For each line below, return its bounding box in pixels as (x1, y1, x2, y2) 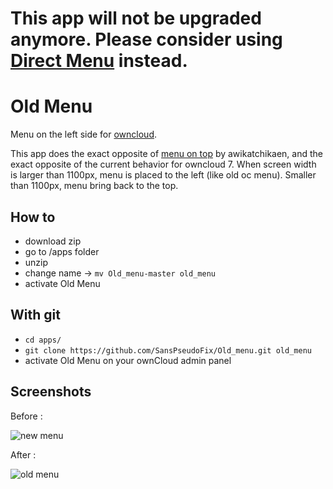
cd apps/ (24, 335, 62, 345)
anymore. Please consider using (10, 28, 283, 51)
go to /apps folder (24, 245, 100, 257)
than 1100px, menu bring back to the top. (10, 180, 179, 192)
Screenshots (10, 383, 92, 401)
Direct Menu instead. (10, 50, 188, 72)
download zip (24, 235, 82, 247)
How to (10, 208, 56, 226)
